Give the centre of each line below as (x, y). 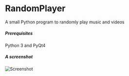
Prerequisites (19, 33)
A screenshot (19, 57)
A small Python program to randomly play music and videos (65, 22)
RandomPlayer (35, 9)
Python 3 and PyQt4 (25, 45)
